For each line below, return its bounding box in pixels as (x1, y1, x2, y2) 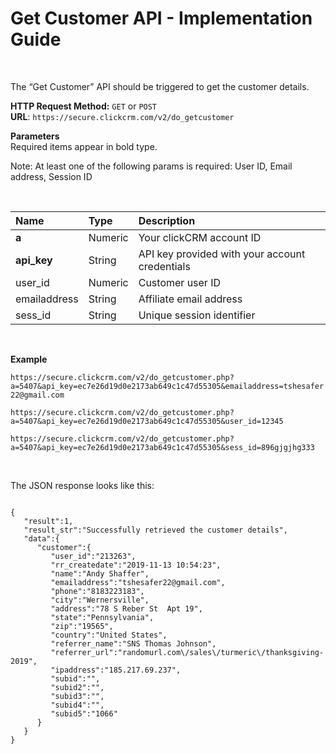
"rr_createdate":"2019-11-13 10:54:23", (50, 560, 222, 570)
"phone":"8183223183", (50, 586, 145, 596)
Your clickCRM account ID (138, 230, 262, 244)
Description (138, 213, 196, 227)
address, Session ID (10, 170, 93, 182)
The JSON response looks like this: (10, 479, 155, 491)
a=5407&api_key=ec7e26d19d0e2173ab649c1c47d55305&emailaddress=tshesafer (10, 381, 325, 391)
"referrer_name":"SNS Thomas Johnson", (50, 638, 217, 649)
